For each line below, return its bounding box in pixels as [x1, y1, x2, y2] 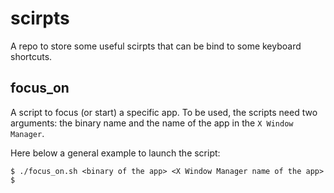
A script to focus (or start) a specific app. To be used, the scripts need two [10, 106, 318, 118]
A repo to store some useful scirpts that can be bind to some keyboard [10, 40, 302, 52]
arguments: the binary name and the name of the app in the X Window [10, 117, 294, 129]
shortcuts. [10, 50, 53, 62]
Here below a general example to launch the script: [10, 147, 221, 159]
